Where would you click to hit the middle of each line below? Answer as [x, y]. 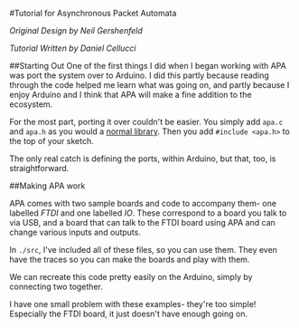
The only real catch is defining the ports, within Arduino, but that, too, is [143, 159]
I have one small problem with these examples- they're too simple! [133, 304]
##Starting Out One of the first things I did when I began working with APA [148, 66]
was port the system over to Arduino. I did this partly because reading [139, 75]
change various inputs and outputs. [75, 232]
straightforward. [39, 168]
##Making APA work [47, 186]
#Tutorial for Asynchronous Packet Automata [93, 13]
